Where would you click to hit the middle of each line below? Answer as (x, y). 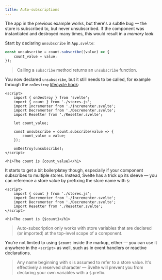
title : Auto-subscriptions (32, 9)
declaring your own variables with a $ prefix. (61, 273)
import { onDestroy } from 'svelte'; (52, 98)
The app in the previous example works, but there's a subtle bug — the (76, 23)
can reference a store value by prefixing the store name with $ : (68, 181)
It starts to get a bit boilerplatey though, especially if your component (74, 171)
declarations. (18, 253)
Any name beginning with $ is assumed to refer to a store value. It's (84, 263)
